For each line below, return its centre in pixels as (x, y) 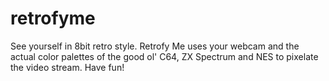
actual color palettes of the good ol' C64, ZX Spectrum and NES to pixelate (164, 56)
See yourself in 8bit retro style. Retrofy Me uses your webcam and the (155, 46)
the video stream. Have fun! (67, 67)
